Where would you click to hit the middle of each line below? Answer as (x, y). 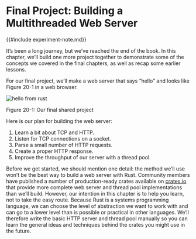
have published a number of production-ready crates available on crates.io (96, 181)
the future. (19, 231)
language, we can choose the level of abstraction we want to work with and (97, 206)
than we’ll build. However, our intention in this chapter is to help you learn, (95, 193)
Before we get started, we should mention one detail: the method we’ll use (96, 169)
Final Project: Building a (65, 11)
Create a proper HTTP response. (54, 151)
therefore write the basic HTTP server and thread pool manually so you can (97, 218)
